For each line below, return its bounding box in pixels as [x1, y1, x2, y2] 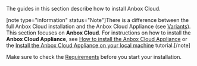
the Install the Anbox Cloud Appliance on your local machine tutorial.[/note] [6, 42, 190, 49]
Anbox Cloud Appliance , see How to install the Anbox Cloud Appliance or [6, 36, 187, 42]
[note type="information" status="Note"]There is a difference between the [6, 17, 189, 23]
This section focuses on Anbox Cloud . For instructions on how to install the [6, 29, 192, 36]
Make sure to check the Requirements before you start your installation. [6, 54, 182, 60]
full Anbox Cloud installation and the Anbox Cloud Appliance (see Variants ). [6, 23, 191, 30]
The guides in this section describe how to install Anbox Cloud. [6, 5, 161, 12]
